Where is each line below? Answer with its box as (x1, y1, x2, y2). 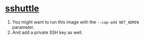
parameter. (12, 24, 34, 30)
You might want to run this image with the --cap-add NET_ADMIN (12, 19, 139, 25)
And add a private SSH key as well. (12, 29, 83, 35)
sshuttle (5, 3, 39, 14)
